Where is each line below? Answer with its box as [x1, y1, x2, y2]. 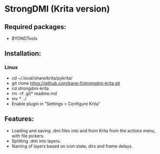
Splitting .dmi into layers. [11, 138, 61, 144]
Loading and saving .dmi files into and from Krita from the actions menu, [11, 127, 156, 134]
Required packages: [4, 23, 66, 31]
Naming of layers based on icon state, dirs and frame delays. [11, 143, 133, 149]
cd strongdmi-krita [11, 85, 49, 91]
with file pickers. [11, 133, 44, 139]
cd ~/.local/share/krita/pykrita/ [11, 75, 73, 81]
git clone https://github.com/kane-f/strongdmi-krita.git [11, 80, 120, 86]
